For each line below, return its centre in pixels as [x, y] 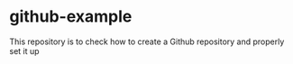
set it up [24, 50]
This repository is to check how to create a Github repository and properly [147, 41]
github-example [71, 17]
